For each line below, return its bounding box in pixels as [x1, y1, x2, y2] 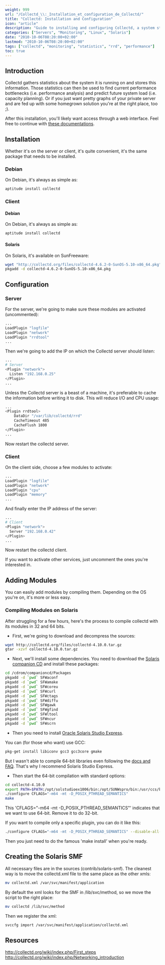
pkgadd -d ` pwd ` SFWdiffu [5, 698, 58, 703]
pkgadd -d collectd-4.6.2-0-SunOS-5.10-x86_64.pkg [5, 267, 111, 272]
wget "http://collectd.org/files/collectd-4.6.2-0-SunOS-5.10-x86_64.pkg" [5, 262, 162, 267]
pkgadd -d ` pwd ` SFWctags [5, 693, 58, 698]
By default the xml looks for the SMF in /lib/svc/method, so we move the [5, 889, 151, 895]
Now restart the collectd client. [5, 547, 68, 553]
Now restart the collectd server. [5, 441, 69, 447]
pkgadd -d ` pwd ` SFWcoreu [5, 684, 58, 689]
